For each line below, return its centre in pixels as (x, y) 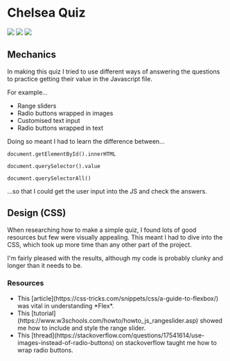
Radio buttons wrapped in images (65, 113)
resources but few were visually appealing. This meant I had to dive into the (115, 237)
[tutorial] (43, 313)
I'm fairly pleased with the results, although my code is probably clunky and (115, 258)
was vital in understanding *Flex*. (65, 305)
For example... (28, 92)
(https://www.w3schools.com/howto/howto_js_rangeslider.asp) (108, 320)
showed (211, 320)
